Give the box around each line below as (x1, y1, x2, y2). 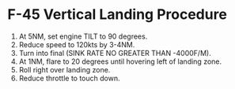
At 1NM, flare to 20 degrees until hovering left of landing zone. (18, 57, 222, 66)
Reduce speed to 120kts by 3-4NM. (18, 39, 135, 49)
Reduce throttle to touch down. (18, 73, 120, 83)
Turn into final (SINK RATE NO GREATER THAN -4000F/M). (18, 48, 211, 57)
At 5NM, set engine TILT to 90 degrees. (18, 32, 148, 41)
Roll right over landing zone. (18, 65, 111, 74)
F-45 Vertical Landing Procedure (7, 6, 227, 24)
